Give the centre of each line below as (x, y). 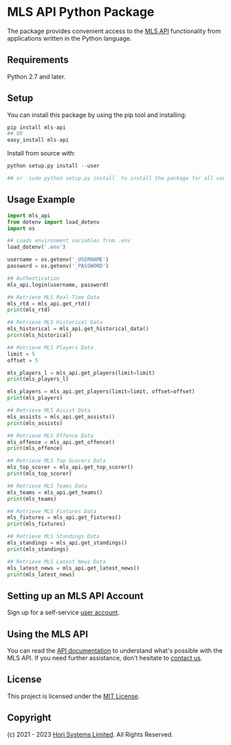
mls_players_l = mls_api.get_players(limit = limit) (81, 373)
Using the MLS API (47, 634)
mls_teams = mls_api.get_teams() (55, 493)
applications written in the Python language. (69, 38)
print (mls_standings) (38, 549)
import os (21, 228)
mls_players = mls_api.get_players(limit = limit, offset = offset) (101, 392)
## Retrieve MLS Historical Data (55, 323)
